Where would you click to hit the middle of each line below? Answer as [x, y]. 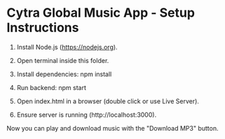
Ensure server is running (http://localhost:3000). [87, 115]
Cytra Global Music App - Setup [101, 13]
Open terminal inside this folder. [63, 60]
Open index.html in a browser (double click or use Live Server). [108, 101]
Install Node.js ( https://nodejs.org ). [67, 47]
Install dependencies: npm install [64, 74]
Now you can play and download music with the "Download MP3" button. [112, 128]
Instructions [43, 28]
